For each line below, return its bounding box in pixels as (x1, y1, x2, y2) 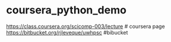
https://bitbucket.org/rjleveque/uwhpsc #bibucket (6, 29, 128, 36)
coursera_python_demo (6, 3, 126, 17)
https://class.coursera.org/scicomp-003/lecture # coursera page (6, 23, 165, 30)
